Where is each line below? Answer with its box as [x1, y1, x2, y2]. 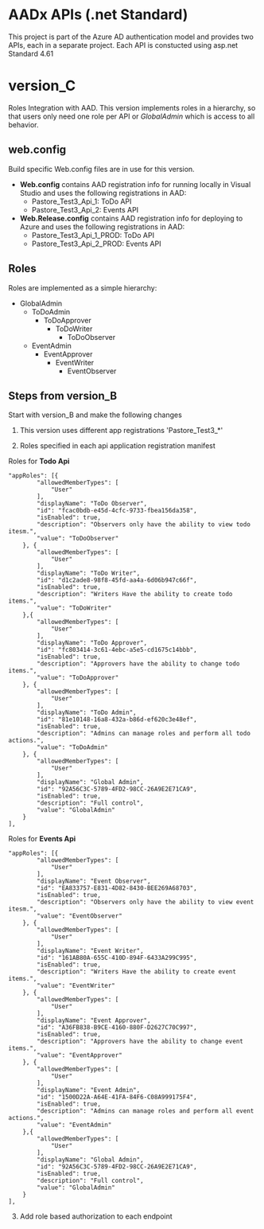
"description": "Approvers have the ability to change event [37, 1037, 244, 1046]
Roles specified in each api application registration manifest [19, 441, 216, 451]
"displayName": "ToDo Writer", [37, 569, 141, 578]
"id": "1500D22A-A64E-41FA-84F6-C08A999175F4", [37, 1093, 197, 1102]
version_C [8, 77, 76, 95]
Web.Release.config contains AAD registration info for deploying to [19, 213, 243, 223]
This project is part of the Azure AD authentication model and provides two [8, 32, 254, 41]
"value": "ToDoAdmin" [37, 743, 109, 751]
